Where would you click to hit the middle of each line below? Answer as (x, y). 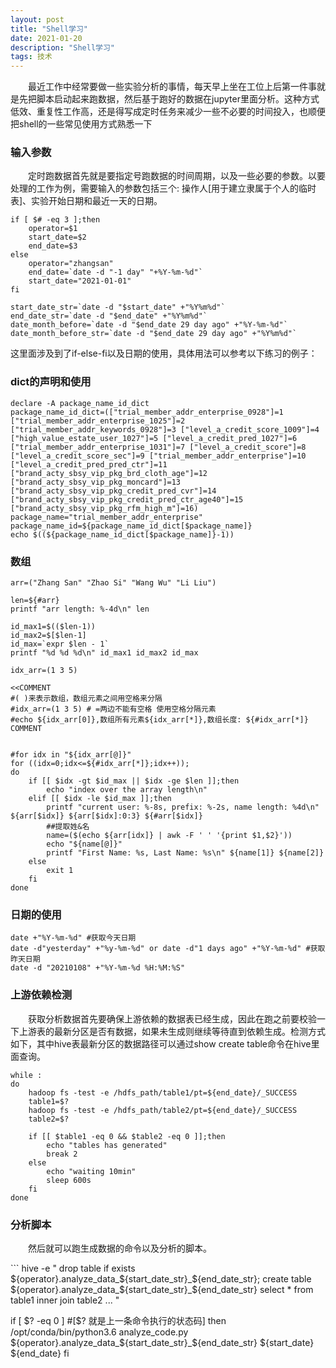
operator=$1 (53, 229)
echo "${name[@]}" (84, 844)
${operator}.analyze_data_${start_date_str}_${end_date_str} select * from (162, 1289)
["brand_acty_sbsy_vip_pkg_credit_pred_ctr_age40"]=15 (127, 499)
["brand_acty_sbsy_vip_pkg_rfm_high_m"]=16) (104, 508)
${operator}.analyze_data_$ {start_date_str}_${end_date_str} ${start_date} (162, 1342)
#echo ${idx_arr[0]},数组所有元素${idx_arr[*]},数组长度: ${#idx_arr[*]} (159, 720)
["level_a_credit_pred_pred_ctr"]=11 (89, 464)
